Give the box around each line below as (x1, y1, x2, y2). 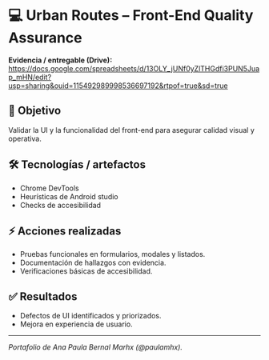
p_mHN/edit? (8, 72, 52, 82)
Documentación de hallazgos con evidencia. (19, 258, 167, 268)
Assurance (8, 29, 82, 47)
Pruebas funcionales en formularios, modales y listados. (19, 250, 206, 259)
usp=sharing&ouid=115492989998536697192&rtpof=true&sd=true (8, 81, 228, 90)
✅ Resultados (8, 290, 78, 303)
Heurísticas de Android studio (19, 191, 118, 201)
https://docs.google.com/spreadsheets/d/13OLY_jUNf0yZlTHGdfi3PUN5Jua (8, 63, 260, 73)
